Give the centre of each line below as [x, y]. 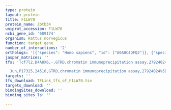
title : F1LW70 [20, 19]
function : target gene [29, 43]
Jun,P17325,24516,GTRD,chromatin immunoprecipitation [68, 71]
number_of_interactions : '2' [36, 48]
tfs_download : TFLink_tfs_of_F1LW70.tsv [49, 81]
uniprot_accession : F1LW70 [34, 29]
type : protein [20, 10]
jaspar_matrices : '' [27, 57]
